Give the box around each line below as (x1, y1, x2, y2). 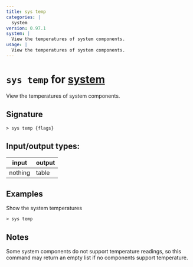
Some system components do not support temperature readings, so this (6, 247, 182, 255)
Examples (6, 189, 43, 199)
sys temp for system (6, 72, 105, 86)
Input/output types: (6, 141, 80, 151)
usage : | (6, 42, 28, 48)
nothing (9, 169, 31, 177)
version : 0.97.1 (6, 25, 46, 31)
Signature (6, 110, 43, 120)
